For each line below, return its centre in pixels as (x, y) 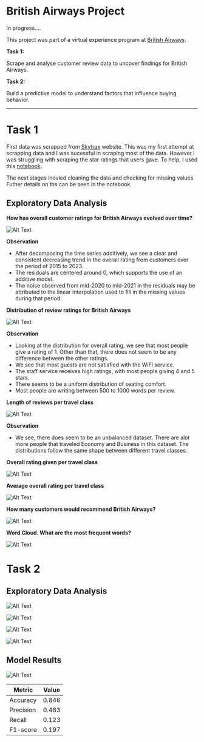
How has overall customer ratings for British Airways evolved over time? (100, 218)
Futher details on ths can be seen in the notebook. (69, 184)
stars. (22, 377)
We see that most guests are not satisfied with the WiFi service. (95, 365)
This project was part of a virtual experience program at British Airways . (96, 39)
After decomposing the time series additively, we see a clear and (96, 253)
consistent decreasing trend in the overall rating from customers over (102, 260)
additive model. (34, 279)
